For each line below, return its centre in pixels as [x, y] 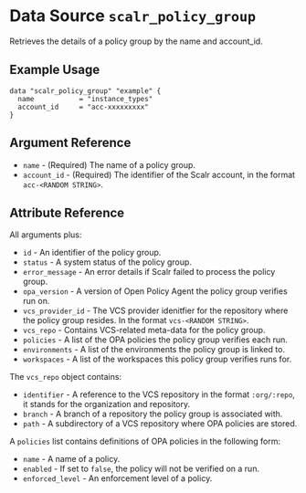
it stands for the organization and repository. [106, 404]
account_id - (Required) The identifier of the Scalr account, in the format [158, 174]
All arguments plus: [46, 235]
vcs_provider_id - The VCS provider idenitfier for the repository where [155, 310]
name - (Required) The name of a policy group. [109, 164]
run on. [36, 301]
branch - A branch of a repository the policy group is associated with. [153, 414]
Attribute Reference [67, 212]
